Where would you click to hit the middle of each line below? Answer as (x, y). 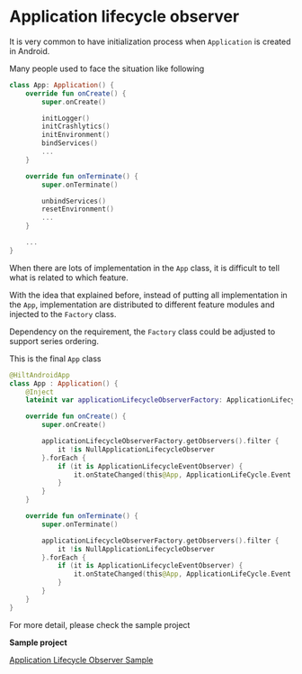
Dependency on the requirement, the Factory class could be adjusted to (142, 332)
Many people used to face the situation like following (107, 68)
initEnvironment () (76, 135)
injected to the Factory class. (63, 314)
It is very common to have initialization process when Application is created (150, 41)
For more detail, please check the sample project (100, 624)
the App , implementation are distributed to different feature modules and (142, 305)
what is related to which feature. (69, 278)
